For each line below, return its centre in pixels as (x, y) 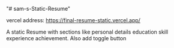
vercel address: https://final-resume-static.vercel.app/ (73, 20)
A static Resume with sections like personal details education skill (87, 32)
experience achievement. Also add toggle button (66, 38)
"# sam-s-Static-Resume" (38, 9)
